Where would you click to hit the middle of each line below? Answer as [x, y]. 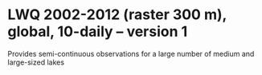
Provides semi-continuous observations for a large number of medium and [131, 53]
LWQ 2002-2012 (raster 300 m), [117, 15]
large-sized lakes [36, 62]
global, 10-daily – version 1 [98, 32]
